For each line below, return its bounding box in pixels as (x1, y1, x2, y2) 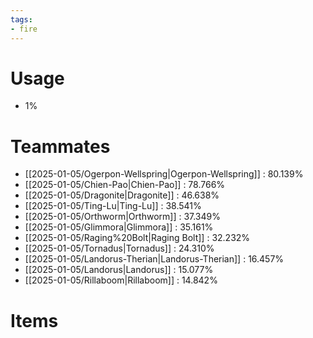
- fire (10, 24, 38, 34)
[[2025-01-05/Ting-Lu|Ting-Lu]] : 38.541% (24, 200, 202, 212)
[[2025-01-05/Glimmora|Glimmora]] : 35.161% (24, 221, 214, 233)
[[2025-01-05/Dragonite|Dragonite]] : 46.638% (24, 189, 220, 201)
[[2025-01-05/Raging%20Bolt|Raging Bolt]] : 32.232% (24, 232, 251, 244)
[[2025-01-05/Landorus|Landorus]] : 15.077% (24, 264, 214, 276)
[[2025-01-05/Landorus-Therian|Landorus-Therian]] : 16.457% (24, 253, 285, 265)
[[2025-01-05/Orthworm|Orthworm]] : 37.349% (24, 211, 221, 223)
